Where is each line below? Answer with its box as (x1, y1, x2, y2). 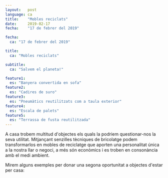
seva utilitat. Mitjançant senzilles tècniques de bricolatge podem (5, 137, 137, 143)
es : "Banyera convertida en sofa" (9, 80, 81, 85)
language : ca (5, 12, 32, 17)
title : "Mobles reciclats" (5, 16, 68, 21)
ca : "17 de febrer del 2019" (9, 39, 70, 45)
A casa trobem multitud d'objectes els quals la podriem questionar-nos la (5, 131, 156, 137)
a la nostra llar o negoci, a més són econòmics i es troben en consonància (5, 147, 158, 153)
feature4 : (5, 103, 26, 109)
